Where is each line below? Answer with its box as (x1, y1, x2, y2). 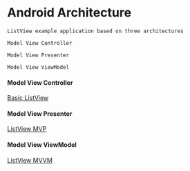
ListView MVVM (7, 156, 53, 164)
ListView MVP (7, 125, 47, 133)
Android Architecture (7, 5, 132, 21)
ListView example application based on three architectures (7, 28, 184, 34)
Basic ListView (7, 94, 49, 102)
